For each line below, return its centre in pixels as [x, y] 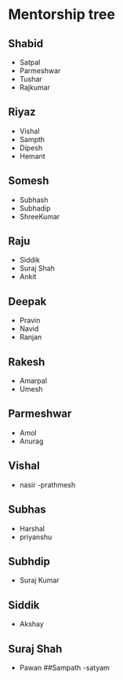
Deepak [27, 301]
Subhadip [35, 208]
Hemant [32, 156]
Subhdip [29, 561]
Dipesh [31, 148]
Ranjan [31, 337]
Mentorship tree [62, 15]
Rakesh [27, 362]
